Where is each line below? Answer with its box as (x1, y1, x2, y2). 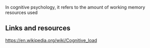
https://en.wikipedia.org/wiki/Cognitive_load (5, 37, 97, 43)
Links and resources (5, 24, 71, 32)
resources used (5, 9, 38, 15)
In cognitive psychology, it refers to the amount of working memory (5, 4, 145, 10)
